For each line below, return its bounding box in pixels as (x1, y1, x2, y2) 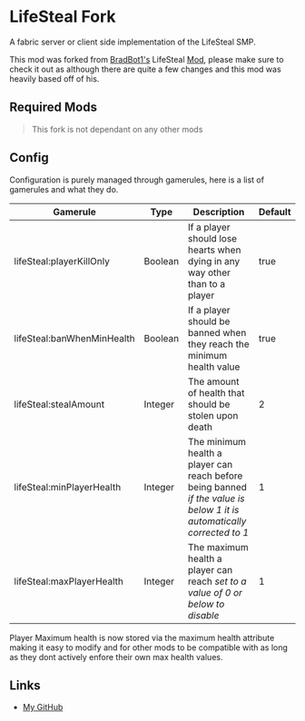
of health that (187, 386, 245, 399)
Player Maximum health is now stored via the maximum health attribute (9, 632, 275, 643)
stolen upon (187, 409, 239, 421)
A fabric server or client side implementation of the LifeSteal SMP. (9, 36, 256, 47)
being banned (187, 480, 248, 493)
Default (258, 205, 291, 218)
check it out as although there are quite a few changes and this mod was (9, 64, 281, 74)
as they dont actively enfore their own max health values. (9, 651, 223, 662)
